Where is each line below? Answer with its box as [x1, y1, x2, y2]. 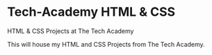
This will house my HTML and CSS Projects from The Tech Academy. [7, 40, 205, 48]
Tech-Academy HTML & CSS [7, 4, 176, 20]
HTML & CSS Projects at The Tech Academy [7, 27, 134, 35]
